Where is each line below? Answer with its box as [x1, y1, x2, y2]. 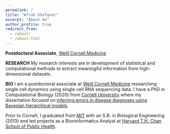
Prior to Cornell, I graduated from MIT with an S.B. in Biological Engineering [5, 112, 165, 118]
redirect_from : [5, 27, 38, 32]
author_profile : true [5, 21, 52, 27]
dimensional [5, 71, 31, 77]
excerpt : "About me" [5, 17, 50, 22]
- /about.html [10, 36, 40, 41]
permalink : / [5, 7, 33, 13]
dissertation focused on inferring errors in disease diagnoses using [5, 97, 147, 103]
